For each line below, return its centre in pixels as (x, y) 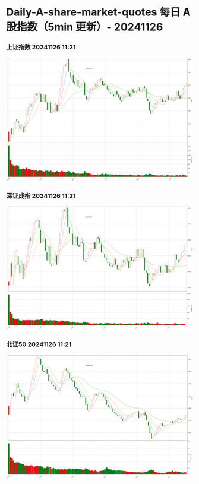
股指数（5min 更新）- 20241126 (85, 27)
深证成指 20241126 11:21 (41, 196)
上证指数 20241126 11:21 (41, 47)
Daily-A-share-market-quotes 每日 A (99, 12)
